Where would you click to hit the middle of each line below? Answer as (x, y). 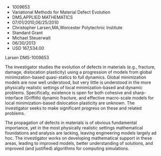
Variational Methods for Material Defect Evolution (61, 12)
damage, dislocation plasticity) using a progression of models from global (79, 72)
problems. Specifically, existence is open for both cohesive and (68, 93)
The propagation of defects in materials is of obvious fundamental (71, 123)
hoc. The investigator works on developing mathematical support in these (79, 138)
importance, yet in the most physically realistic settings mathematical (74, 128)
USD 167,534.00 (28, 48)
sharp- (139, 93)
